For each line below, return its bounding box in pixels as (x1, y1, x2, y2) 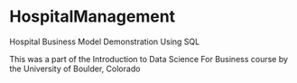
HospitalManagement (9, 6, 176, 27)
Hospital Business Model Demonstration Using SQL (9, 36, 200, 47)
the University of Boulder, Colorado (9, 63, 141, 74)
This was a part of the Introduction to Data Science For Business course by (9, 53, 289, 64)
